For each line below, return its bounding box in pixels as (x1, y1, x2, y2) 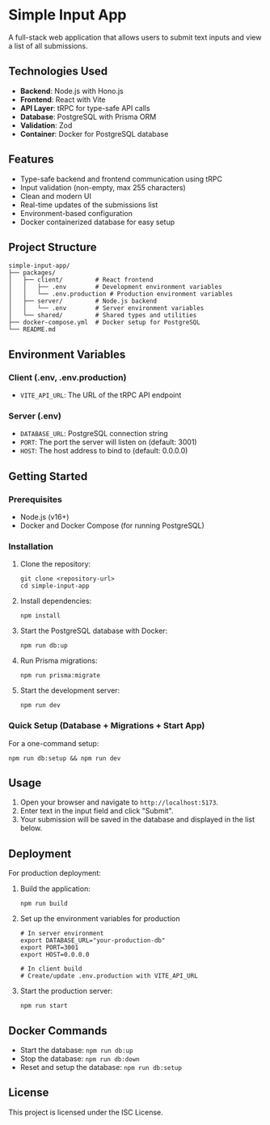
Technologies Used (8, 65, 108, 79)
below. (19, 823, 43, 833)
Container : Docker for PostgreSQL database (19, 129, 169, 138)
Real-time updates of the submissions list (19, 200, 158, 210)
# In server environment (19, 929, 104, 938)
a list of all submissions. (8, 40, 88, 50)
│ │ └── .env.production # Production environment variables (8, 290, 233, 299)
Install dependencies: (19, 596, 92, 606)
